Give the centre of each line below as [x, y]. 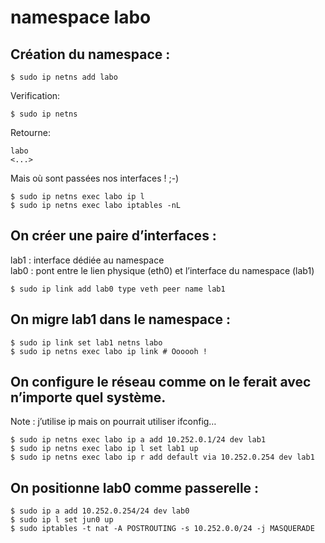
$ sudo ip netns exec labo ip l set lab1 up [104, 449]
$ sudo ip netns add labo [64, 77]
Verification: [35, 95]
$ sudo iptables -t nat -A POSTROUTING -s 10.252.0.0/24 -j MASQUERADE [162, 529]
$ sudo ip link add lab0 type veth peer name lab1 [118, 289]
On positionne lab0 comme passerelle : [135, 487]
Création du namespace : [90, 54]
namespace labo [81, 17]
